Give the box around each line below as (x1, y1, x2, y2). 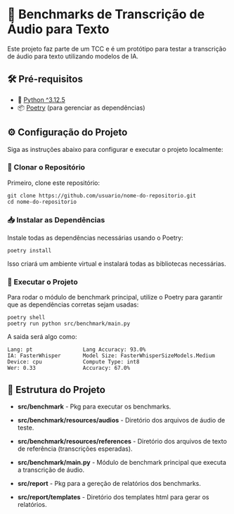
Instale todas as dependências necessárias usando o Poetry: (7, 233, 184, 242)
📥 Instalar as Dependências (7, 214, 105, 224)
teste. (17, 423, 34, 432)
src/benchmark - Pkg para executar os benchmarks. (17, 402, 171, 411)
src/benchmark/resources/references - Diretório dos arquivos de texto (17, 437, 227, 446)
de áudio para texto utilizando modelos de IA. (7, 52, 139, 60)
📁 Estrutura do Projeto (7, 383, 105, 396)
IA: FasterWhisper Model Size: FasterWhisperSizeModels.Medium (7, 352, 216, 359)
